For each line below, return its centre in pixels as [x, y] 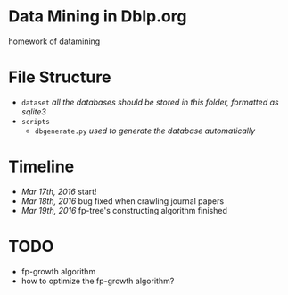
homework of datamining [54, 41]
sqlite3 [33, 111]
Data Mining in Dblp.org [98, 17]
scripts [35, 122]
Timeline [41, 167]
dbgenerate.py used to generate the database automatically [145, 131]
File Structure [60, 77]
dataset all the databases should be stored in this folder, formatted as [150, 102]
